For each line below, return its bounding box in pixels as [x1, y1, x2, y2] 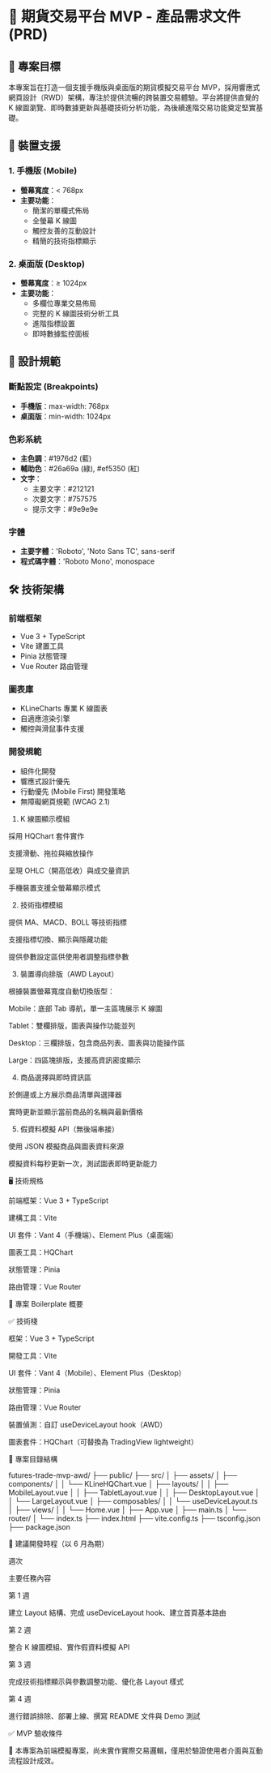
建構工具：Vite [8, 1213, 57, 1222]
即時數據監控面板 [32, 328, 90, 338]
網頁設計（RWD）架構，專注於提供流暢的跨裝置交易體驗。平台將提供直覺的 [8, 92, 259, 102]
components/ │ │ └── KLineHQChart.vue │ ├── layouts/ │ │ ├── [8, 1479, 229, 1488]
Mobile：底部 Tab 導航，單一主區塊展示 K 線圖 [8, 1003, 163, 1013]
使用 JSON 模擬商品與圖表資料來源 [8, 1141, 125, 1151]
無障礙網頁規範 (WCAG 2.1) [19, 796, 111, 806]
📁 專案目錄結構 [8, 1453, 58, 1464]
